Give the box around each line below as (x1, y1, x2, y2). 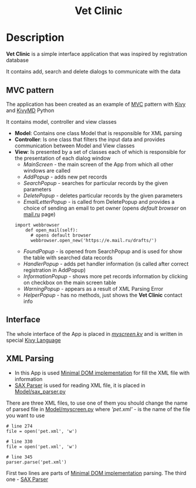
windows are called (23, 167, 70, 174)
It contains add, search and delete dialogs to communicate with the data (6, 68, 181, 75)
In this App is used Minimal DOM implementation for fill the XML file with (14, 369, 190, 376)
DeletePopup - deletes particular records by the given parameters (23, 192, 183, 199)
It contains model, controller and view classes (6, 118, 117, 125)
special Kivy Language (6, 336, 61, 344)
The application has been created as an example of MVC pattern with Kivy (6, 100, 186, 107)
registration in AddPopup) (23, 266, 86, 274)
